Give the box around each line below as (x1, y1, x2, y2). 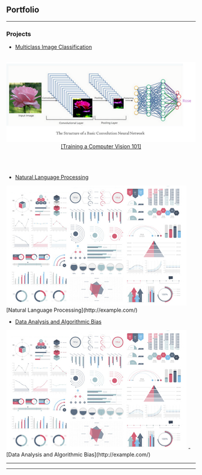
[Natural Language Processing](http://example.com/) (6, 306, 138, 314)
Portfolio (6, 5, 40, 15)
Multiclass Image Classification (14, 43, 92, 50)
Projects (6, 29, 31, 38)
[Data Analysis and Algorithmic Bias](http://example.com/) (6, 451, 151, 458)
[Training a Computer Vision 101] (61, 143, 141, 150)
